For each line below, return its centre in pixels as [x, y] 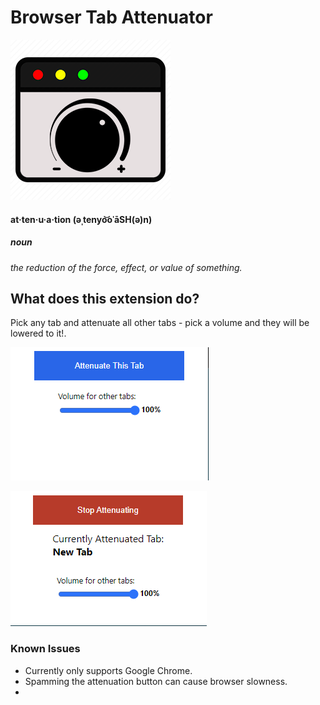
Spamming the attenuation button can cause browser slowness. [156, 681]
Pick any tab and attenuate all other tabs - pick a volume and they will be [160, 323]
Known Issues [45, 649]
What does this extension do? [105, 298]
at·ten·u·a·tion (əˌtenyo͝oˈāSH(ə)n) [81, 219]
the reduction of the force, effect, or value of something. [126, 267]
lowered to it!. [38, 333]
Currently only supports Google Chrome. [108, 670]
